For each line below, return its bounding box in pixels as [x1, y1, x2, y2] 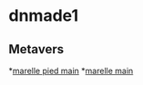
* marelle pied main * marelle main [8, 65, 134, 76]
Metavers [8, 42, 65, 57]
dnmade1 [8, 5, 79, 26]
